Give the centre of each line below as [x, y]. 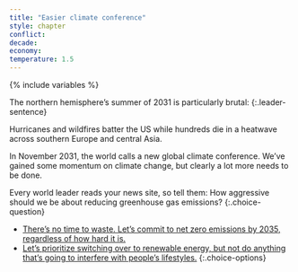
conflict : [28, 34]
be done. [26, 175]
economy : [26, 51]
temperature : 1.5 [42, 59]
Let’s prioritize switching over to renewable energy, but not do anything [154, 248]
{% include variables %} [54, 85]
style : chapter [38, 26]
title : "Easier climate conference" [78, 18]
